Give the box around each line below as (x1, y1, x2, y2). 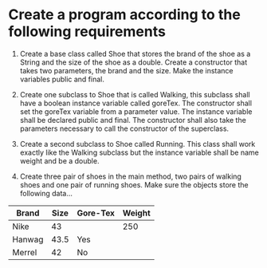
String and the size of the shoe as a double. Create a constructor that (19, 57, 248, 67)
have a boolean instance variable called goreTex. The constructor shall (19, 98, 253, 108)
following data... (19, 188, 73, 198)
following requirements (8, 22, 166, 41)
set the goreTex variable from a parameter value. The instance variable (19, 106, 253, 116)
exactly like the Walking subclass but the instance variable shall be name (19, 148, 259, 157)
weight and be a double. (19, 156, 100, 165)
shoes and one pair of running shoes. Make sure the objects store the (19, 179, 249, 189)
